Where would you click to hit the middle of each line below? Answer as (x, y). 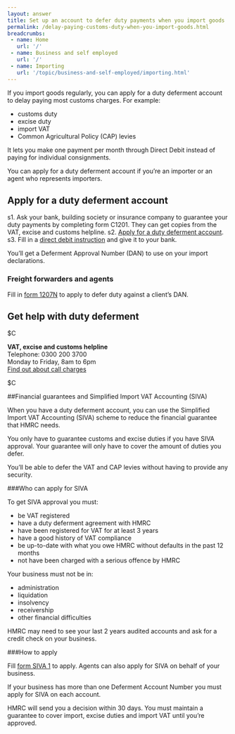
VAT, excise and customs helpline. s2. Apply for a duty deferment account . (115, 232)
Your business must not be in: (50, 574)
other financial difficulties (54, 618)
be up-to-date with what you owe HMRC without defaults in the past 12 (120, 546)
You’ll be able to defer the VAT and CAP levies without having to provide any (118, 468)
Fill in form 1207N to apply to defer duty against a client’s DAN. (98, 294)
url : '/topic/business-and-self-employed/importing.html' (103, 72)
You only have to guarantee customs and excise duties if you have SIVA (111, 439)
